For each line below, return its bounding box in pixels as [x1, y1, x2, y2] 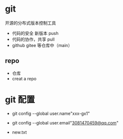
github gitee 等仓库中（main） [12, 42, 73, 48]
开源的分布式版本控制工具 [5, 20, 56, 26]
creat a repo [12, 76, 37, 81]
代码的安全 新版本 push [12, 30, 59, 36]
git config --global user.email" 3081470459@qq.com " [12, 120, 119, 125]
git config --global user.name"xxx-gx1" [12, 110, 90, 116]
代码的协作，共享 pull [12, 36, 55, 42]
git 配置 [5, 94, 35, 105]
